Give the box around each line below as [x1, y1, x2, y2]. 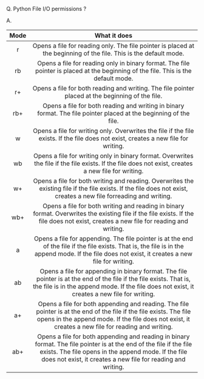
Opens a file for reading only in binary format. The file [37, 59, 190, 67]
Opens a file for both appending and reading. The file [38, 300, 189, 308]
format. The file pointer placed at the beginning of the [37, 109, 190, 117]
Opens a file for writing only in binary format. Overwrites [33, 152, 194, 160]
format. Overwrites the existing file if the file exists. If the [33, 210, 194, 217]
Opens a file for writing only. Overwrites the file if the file [33, 127, 194, 135]
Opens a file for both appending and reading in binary [37, 332, 190, 341]
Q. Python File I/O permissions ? [6, 5, 87, 12]
